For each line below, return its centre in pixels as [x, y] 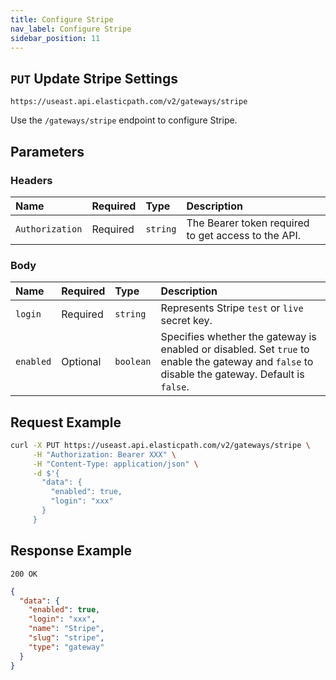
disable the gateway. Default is [232, 374]
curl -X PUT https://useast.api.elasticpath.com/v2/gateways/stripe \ [160, 445]
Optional [81, 362]
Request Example [66, 422]
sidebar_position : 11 [55, 38]
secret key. [186, 321]
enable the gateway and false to [237, 362]
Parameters [47, 151]
